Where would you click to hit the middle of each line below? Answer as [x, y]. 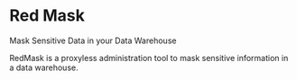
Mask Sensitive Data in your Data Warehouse [93, 40]
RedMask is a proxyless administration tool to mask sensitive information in [149, 58]
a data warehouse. [44, 67]
